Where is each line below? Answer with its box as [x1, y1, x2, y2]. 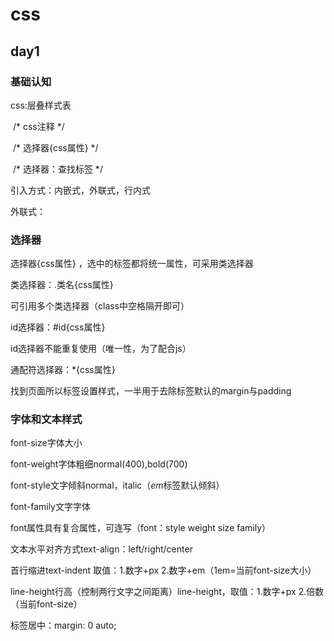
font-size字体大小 [10, 437, 83, 449]
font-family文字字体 [10, 501, 91, 513]
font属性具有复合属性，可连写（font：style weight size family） [10, 522, 272, 534]
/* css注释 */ [12, 120, 65, 132]
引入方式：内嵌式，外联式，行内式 [10, 184, 151, 196]
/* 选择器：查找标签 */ [12, 163, 103, 175]
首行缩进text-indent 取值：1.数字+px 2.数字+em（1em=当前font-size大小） [10, 564, 317, 577]
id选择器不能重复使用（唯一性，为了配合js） [10, 343, 192, 355]
